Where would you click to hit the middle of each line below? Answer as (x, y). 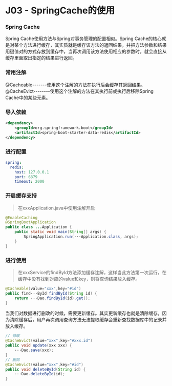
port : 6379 (26, 177)
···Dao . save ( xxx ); (34, 350)
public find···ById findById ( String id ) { (51, 293)
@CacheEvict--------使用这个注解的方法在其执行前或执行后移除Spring (79, 91)
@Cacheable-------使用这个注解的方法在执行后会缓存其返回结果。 (76, 85)
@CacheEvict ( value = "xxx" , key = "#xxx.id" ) (49, 341)
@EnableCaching (21, 218)
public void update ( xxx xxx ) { (39, 345)
